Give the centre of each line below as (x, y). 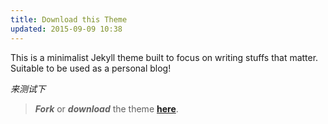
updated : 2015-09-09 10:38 (66, 29)
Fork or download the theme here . (106, 108)
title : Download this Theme (69, 19)
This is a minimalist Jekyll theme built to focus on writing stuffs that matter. (164, 57)
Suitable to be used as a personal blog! (91, 68)
